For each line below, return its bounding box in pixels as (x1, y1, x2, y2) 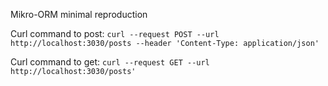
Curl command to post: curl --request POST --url (10, 28, 220, 39)
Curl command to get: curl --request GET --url (10, 56, 210, 68)
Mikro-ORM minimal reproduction (10, 9, 148, 20)
